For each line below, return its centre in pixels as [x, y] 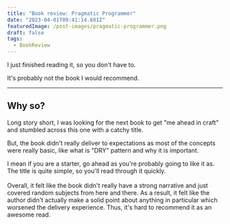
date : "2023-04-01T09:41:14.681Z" [56, 20]
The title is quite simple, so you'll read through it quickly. [87, 171]
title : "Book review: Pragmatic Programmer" [72, 13]
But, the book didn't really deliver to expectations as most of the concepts [111, 143]
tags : [15, 39]
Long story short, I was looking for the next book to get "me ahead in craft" [113, 122]
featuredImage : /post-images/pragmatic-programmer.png [87, 26]
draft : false [26, 33]
